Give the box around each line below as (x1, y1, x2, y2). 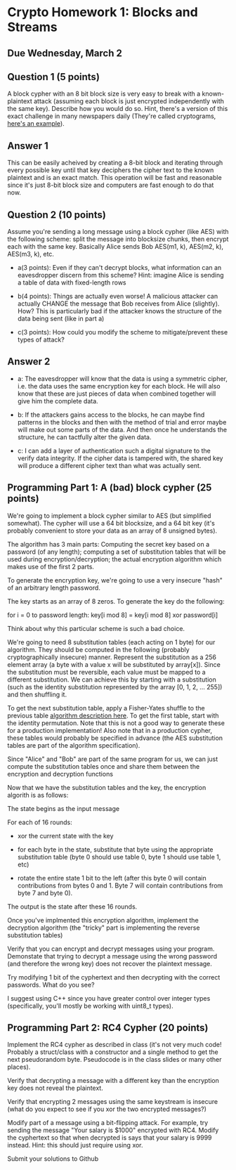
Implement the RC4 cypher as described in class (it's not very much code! (7, 1041, 223, 1049)
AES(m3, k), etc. (7, 250, 55, 259)
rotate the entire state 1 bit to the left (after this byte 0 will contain (17, 873, 206, 882)
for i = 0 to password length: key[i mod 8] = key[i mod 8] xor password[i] (7, 611, 218, 619)
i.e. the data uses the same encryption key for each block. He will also (17, 382, 221, 390)
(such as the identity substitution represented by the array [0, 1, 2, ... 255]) (7, 682, 223, 691)
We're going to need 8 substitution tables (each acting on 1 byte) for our (7, 637, 216, 646)
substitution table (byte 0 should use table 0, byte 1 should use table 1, (17, 852, 221, 861)
